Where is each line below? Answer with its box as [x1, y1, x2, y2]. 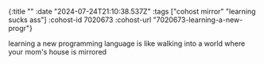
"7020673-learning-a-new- [153, 15, 243, 24]
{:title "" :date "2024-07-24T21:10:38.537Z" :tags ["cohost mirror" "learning [8, 7, 256, 16]
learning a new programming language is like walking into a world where [8, 39, 246, 48]
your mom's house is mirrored [8, 47, 107, 56]
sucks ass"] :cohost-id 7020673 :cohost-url [8, 15, 152, 24]
